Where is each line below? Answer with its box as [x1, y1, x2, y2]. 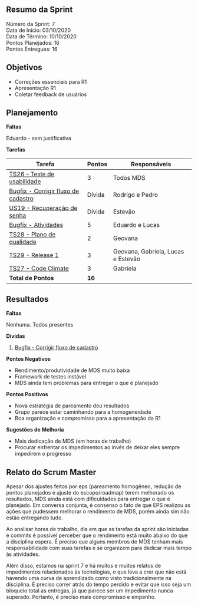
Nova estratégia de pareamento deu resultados [14, 402, 130, 409]
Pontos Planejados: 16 [6, 39, 60, 46]
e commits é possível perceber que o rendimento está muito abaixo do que [6, 532, 188, 539]
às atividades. [6, 551, 40, 558]
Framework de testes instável [14, 373, 87, 380]
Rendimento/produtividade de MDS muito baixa [14, 367, 130, 374]
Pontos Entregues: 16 [6, 45, 58, 52]
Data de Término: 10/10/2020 [6, 32, 77, 40]
